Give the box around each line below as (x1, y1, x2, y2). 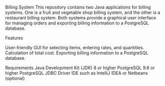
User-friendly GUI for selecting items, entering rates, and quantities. (5, 45, 144, 50)
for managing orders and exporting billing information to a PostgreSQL (5, 20, 149, 26)
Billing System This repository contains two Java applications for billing (5, 4, 151, 10)
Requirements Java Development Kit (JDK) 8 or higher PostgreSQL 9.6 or (5, 65, 155, 71)
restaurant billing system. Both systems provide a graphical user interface (5, 15, 157, 20)
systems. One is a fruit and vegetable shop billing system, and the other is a (5, 9, 161, 15)
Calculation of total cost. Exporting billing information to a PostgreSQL (5, 50, 149, 56)
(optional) (5, 76, 25, 81)
